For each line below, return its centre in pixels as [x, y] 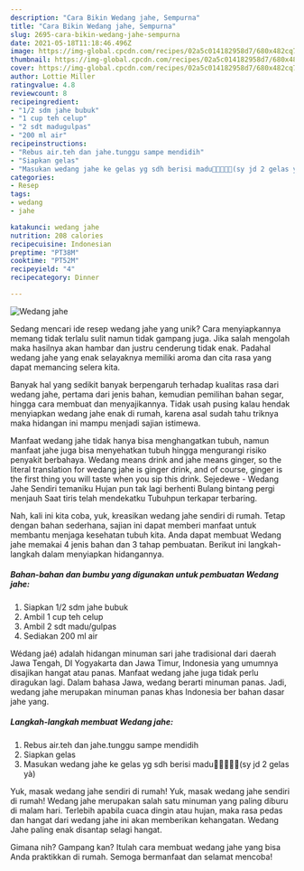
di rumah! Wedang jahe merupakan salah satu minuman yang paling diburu [149, 801]
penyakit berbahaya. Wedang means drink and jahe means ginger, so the [146, 459]
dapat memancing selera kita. [65, 367]
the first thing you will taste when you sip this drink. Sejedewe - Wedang [144, 479]
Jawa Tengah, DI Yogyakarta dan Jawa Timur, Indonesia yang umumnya [144, 663]
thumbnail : [31, 60]
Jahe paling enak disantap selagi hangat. [86, 829]
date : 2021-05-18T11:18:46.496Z [71, 43]
